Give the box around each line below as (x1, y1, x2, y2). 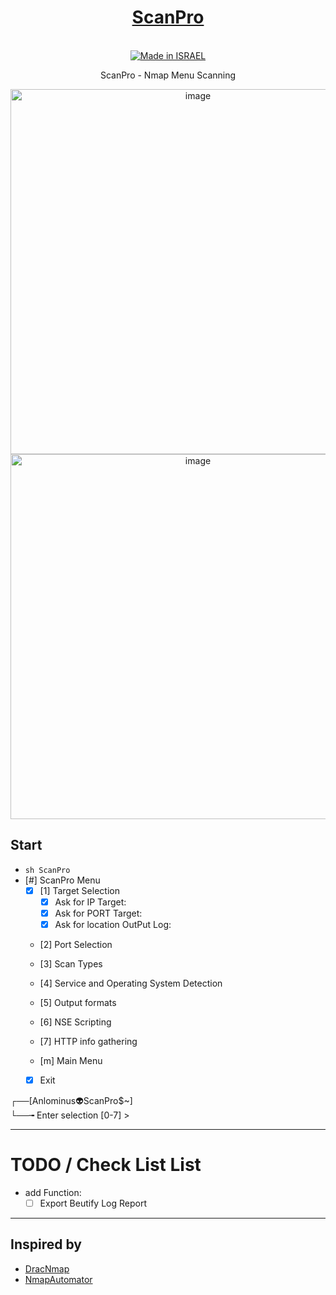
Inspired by (10, 1236, 82, 1253)
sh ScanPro (24, 865, 71, 875)
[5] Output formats (39, 997, 117, 1008)
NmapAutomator (24, 1273, 93, 1285)
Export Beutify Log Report (39, 1197, 148, 1209)
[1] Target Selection (39, 884, 120, 896)
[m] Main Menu (39, 1055, 103, 1066)
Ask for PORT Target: (54, 907, 143, 919)
